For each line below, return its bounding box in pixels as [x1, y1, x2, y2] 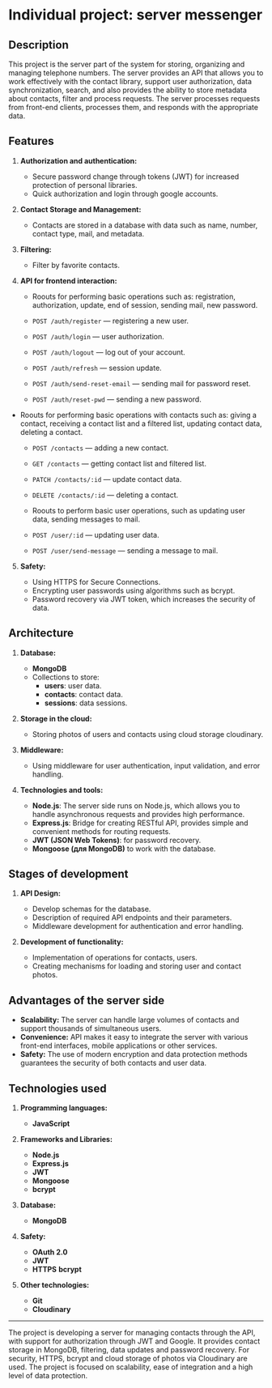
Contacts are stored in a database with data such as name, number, [32, 220, 258, 230]
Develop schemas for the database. [32, 905, 151, 914]
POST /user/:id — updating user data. [32, 530, 159, 539]
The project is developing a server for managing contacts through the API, [8, 1328, 256, 1338]
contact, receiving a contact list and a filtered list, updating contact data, [19, 419, 262, 428]
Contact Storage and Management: [19, 204, 142, 214]
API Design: [19, 888, 61, 898]
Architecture [8, 626, 74, 641]
